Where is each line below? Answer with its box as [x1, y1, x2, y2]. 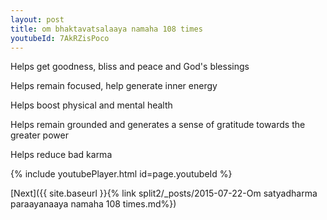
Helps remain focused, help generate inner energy [10, 80, 218, 92]
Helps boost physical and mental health [10, 99, 173, 111]
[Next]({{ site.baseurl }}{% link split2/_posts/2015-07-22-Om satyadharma [10, 187, 318, 200]
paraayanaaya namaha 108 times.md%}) [10, 198, 177, 210]
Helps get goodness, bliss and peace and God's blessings [10, 61, 250, 73]
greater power [10, 129, 69, 141]
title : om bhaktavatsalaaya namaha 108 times [10, 24, 203, 34]
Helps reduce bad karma [10, 149, 113, 161]
